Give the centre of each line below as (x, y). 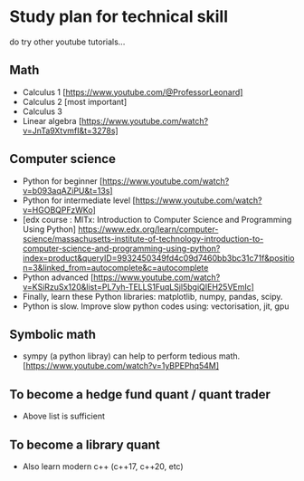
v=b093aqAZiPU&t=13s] (67, 190)
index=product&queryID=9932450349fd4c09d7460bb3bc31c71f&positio (158, 258)
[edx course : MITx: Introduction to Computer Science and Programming (157, 219)
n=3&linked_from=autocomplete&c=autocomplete (115, 267)
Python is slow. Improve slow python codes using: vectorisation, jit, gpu (156, 306)
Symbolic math (53, 334)
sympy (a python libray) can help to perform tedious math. (131, 356)
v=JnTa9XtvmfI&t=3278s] (71, 130)
